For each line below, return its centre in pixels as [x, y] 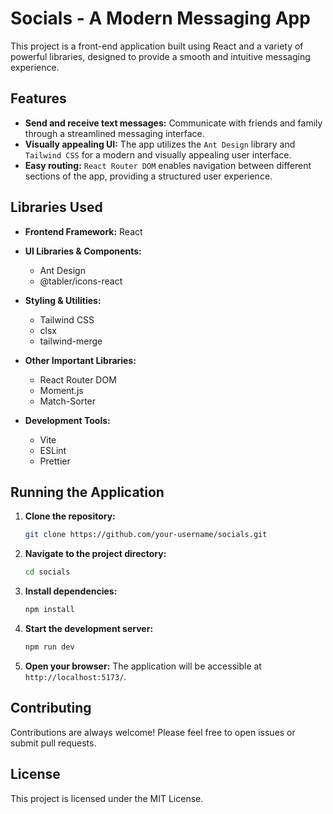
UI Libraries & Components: [83, 251]
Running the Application [87, 492]
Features [38, 98]
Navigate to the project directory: [95, 554]
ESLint [53, 450]
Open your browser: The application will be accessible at [143, 666]
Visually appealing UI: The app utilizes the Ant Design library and [160, 144]
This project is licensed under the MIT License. [107, 798]
